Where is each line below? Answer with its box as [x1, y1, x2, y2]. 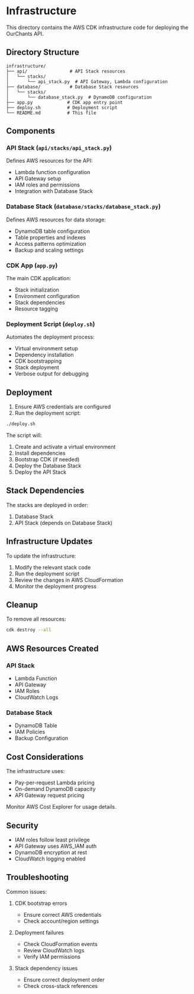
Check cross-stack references [23, 982, 98, 989]
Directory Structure [6, 48, 80, 58]
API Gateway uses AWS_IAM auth [14, 842, 97, 850]
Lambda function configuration [14, 169, 90, 176]
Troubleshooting [6, 872, 69, 882]
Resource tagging [14, 305, 58, 312]
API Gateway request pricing [14, 792, 85, 799]
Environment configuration [14, 293, 80, 300]
